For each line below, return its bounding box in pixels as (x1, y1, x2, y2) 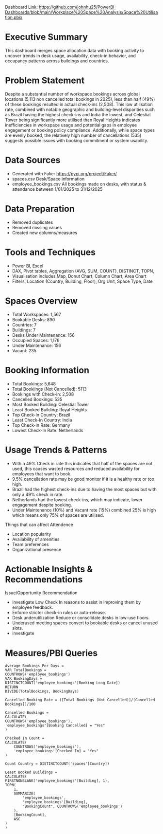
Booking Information (5, 364, 90, 376)
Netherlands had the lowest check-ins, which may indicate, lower (12, 496, 143, 503)
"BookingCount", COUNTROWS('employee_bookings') (22, 804, 123, 809)
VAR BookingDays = (5, 676, 42, 681)
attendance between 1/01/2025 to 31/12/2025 (12, 186, 103, 192)
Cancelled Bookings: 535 (12, 396, 63, 402)
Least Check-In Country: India (12, 417, 72, 423)
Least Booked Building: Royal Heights (12, 406, 87, 413)
